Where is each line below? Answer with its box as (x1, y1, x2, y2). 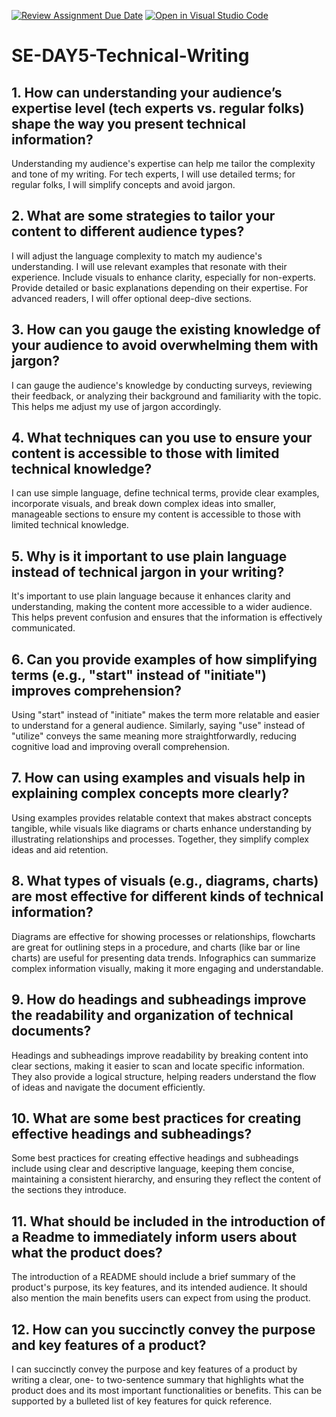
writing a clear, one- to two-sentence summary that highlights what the (11, 1373, 305, 1385)
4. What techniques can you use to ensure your (11, 430, 313, 447)
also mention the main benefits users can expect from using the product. (11, 1292, 311, 1304)
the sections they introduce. (11, 1184, 127, 1196)
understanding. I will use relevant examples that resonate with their (11, 260, 288, 272)
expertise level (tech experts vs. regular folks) (11, 100, 305, 117)
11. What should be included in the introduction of (11, 1213, 326, 1230)
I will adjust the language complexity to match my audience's (11, 250, 263, 262)
